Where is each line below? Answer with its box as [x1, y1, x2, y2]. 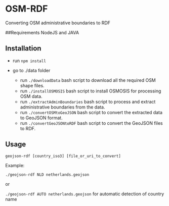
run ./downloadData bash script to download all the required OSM [20, 77, 156, 83]
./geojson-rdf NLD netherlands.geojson [5, 172, 90, 177]
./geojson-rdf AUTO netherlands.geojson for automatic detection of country [5, 190, 164, 197]
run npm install [12, 58, 47, 64]
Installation [5, 44, 41, 53]
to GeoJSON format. [20, 115, 63, 121]
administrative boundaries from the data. [20, 104, 105, 110]
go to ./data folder [12, 67, 51, 73]
